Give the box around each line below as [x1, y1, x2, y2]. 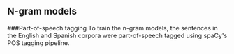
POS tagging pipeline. [7, 38, 70, 47]
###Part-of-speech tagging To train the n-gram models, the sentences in [7, 24, 218, 32]
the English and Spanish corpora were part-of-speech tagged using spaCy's [7, 31, 228, 39]
